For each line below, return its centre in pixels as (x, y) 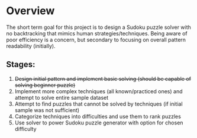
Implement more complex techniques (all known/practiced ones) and (98, 91)
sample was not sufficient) (47, 110)
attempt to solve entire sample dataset (62, 97)
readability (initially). (31, 46)
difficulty (25, 129)
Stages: (21, 65)
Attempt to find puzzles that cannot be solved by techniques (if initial (98, 104)
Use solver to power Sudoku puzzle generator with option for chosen (99, 123)
